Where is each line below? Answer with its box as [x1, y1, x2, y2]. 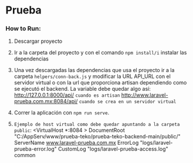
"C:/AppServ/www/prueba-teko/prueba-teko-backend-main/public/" [13, 133, 181, 140]
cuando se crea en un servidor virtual [79, 99, 177, 105]
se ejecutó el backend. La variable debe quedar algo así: [13, 86, 151, 93]
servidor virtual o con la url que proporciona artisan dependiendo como [13, 79, 187, 86]
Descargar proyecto [13, 38, 63, 45]
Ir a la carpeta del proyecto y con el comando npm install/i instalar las [13, 49, 187, 56]
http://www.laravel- [121, 91, 168, 99]
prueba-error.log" [13, 145, 57, 152]
